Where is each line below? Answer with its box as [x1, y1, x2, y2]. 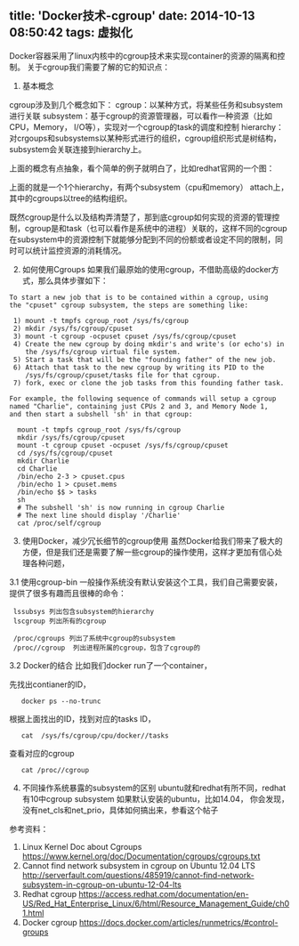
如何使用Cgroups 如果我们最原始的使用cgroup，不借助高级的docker [21, 263, 271, 274]
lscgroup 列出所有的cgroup [12, 617, 107, 626]
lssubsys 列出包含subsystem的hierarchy [12, 607, 154, 616]
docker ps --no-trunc [20, 697, 101, 706]
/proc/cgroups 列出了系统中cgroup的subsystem [12, 634, 176, 643]
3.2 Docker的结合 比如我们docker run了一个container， [9, 659, 212, 670]
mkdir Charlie [17, 457, 69, 465]
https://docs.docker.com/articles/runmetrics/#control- [78, 917, 279, 927]
